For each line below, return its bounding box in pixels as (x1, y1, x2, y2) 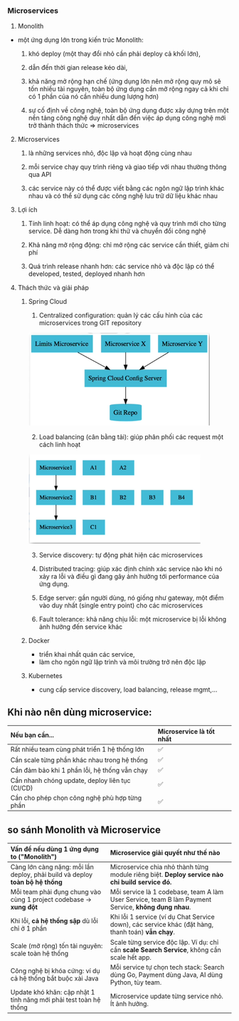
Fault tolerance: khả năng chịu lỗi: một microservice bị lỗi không (38, 615, 227, 624)
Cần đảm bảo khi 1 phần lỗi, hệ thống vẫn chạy (10, 766, 148, 774)
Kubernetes (28, 672, 63, 680)
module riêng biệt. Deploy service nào (110, 870, 224, 878)
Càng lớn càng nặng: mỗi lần (10, 862, 94, 871)
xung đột (10, 903, 38, 911)
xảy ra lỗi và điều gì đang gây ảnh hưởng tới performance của (38, 573, 219, 581)
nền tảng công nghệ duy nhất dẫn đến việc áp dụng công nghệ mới (28, 113, 226, 123)
